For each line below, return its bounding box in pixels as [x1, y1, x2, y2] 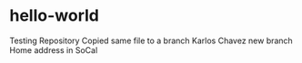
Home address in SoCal [9, 44, 98, 55]
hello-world [9, 5, 100, 26]
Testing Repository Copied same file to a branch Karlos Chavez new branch [9, 35, 293, 46]
